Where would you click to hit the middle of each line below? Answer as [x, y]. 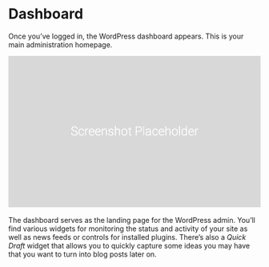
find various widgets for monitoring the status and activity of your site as [128, 229]
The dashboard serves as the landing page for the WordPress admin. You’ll [132, 220]
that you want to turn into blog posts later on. [83, 254]
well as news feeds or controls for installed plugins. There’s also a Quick [127, 237]
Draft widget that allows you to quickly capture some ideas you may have [129, 246]
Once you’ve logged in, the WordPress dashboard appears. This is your [126, 36]
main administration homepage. [60, 44]
